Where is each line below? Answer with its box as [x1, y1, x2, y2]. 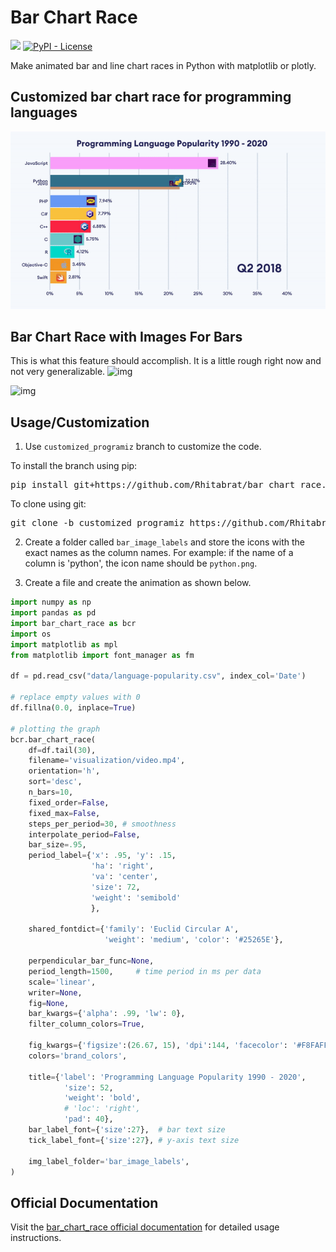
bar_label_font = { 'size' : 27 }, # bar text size [28, 1125, 226, 1135]
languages [10, 104, 78, 121]
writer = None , [28, 987, 83, 998]
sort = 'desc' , [28, 777, 83, 787]
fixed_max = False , [28, 808, 101, 818]
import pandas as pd [10, 608, 97, 618]
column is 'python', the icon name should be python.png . [24, 557, 258, 570]
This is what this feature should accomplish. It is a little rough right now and [10, 355, 322, 367]
